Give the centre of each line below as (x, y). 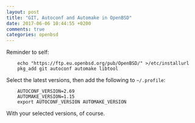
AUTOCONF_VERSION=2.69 (46, 91)
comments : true (26, 29)
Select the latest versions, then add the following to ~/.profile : (86, 80)
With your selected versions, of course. (56, 113)
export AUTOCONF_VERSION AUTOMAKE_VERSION (72, 102)
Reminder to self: (28, 52)
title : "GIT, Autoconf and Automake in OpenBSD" (69, 18)
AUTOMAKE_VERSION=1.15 (46, 97)
